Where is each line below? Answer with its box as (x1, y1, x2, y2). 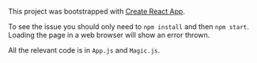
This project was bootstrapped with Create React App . (8, 7, 186, 16)
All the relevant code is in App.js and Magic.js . (8, 46, 161, 54)
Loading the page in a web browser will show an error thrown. (8, 31, 210, 39)
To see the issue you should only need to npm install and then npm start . (8, 22, 249, 31)
